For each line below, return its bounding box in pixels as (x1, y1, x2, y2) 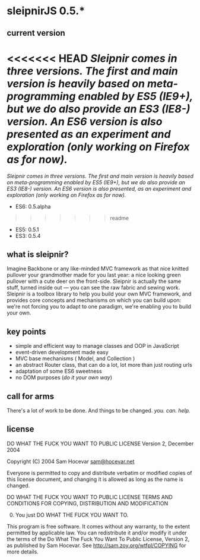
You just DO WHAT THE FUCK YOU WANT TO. (15, 511, 129, 518)
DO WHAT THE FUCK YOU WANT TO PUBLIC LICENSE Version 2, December (7, 440, 194, 447)
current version (7, 28, 66, 38)
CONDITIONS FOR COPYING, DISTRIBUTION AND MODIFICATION (7, 499, 169, 506)
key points (7, 326, 46, 336)
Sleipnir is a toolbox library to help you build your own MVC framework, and (7, 290, 192, 298)
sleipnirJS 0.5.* (7, 4, 85, 18)
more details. (7, 548, 39, 555)
